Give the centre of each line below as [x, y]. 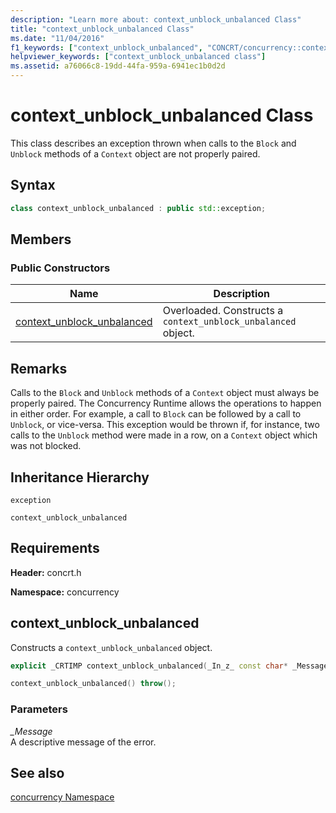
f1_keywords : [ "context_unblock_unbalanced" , [106, 47]
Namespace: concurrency [65, 592]
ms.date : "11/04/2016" [57, 38]
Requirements [55, 548]
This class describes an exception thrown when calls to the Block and [153, 143]
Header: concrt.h [46, 572]
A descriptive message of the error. [83, 742]
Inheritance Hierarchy [80, 477]
